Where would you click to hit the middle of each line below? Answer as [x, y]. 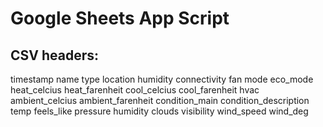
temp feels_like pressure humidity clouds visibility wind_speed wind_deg [159, 111]
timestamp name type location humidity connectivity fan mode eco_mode [162, 79]
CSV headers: [54, 55]
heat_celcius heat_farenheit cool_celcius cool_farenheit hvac [135, 90]
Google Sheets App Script [120, 18]
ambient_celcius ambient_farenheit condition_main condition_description [160, 100]
